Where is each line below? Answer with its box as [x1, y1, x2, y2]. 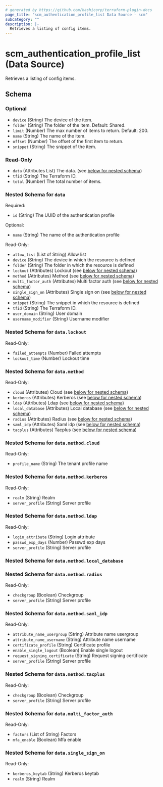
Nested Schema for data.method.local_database [5, 557, 124, 564]
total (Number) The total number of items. [12, 178, 102, 184]
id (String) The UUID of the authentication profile [12, 212, 115, 218]
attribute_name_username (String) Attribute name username [12, 636, 136, 642]
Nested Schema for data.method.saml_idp [5, 610, 107, 617]
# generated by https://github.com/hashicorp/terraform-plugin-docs [5, 7, 152, 13]
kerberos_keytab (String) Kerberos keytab [12, 770, 99, 776]
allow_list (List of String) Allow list [12, 251, 87, 258]
